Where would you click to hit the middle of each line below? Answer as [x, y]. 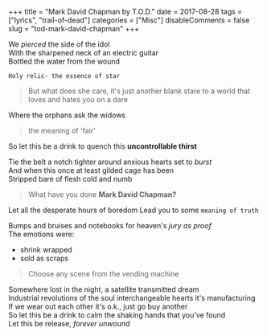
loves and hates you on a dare [78, 99]
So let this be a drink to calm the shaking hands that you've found [117, 315]
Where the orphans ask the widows [67, 115]
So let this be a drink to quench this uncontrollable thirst [103, 146]
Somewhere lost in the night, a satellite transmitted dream [104, 289]
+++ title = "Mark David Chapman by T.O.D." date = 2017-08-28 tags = [125, 12]
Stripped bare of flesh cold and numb [70, 179]
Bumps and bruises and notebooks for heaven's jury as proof [110, 225]
